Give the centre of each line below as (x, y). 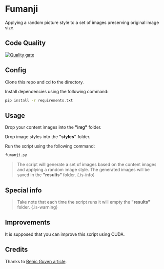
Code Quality (25, 43)
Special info (23, 190)
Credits (17, 250)
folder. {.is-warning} (37, 207)
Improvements (28, 222)
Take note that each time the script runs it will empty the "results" (84, 202)
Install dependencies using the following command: (57, 91)
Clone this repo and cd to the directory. (44, 82)
